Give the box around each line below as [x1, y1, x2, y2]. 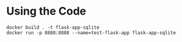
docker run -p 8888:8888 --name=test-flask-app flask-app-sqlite [6, 29, 176, 36]
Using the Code [6, 4, 87, 18]
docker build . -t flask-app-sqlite [6, 24, 100, 30]
